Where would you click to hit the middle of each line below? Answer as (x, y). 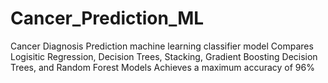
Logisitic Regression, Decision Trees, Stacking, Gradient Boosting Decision (164, 56)
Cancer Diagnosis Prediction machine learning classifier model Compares (162, 46)
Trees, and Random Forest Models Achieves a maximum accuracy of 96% (162, 67)
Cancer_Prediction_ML (107, 18)
